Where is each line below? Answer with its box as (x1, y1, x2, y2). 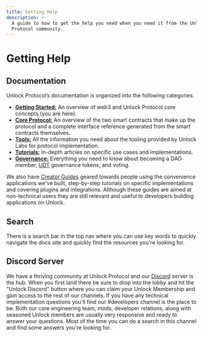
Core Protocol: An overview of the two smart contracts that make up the (14, 116, 196, 124)
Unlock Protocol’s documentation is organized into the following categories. (6, 92, 195, 99)
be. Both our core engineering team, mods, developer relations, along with (6, 304, 192, 312)
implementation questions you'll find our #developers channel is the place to (6, 298, 197, 306)
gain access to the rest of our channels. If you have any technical (6, 292, 169, 299)
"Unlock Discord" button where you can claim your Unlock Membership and (6, 285, 195, 292)
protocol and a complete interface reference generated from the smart (14, 123, 191, 130)
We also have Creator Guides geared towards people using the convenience (6, 173, 196, 180)
